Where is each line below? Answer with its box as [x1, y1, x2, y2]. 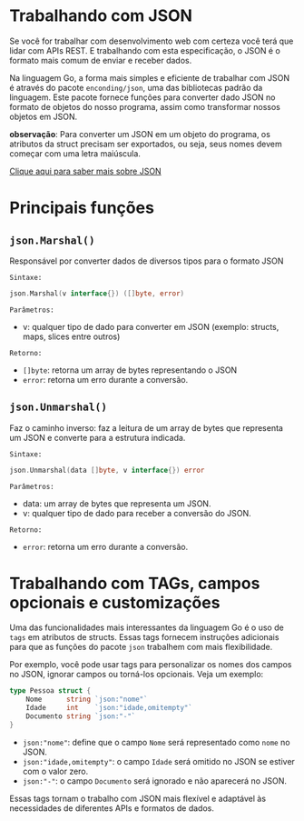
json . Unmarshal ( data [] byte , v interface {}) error [9, 466, 205, 475]
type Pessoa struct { [9, 686, 92, 696]
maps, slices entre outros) [22, 331, 121, 342]
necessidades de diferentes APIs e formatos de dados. [9, 802, 215, 814]
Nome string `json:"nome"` [25, 695, 148, 705]
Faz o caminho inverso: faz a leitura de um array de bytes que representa [9, 422, 284, 433]
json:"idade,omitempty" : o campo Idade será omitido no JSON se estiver [22, 756, 295, 766]
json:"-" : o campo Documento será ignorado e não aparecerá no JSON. [22, 775, 288, 786]
